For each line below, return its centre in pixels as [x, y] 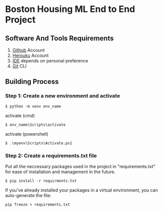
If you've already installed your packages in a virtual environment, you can [81, 190]
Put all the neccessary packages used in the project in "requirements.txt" [80, 166]
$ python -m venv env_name [33, 106]
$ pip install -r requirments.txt [41, 181]
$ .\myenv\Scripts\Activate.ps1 [39, 143]
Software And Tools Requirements [59, 38]
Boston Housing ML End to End [70, 9]
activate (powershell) [27, 134]
